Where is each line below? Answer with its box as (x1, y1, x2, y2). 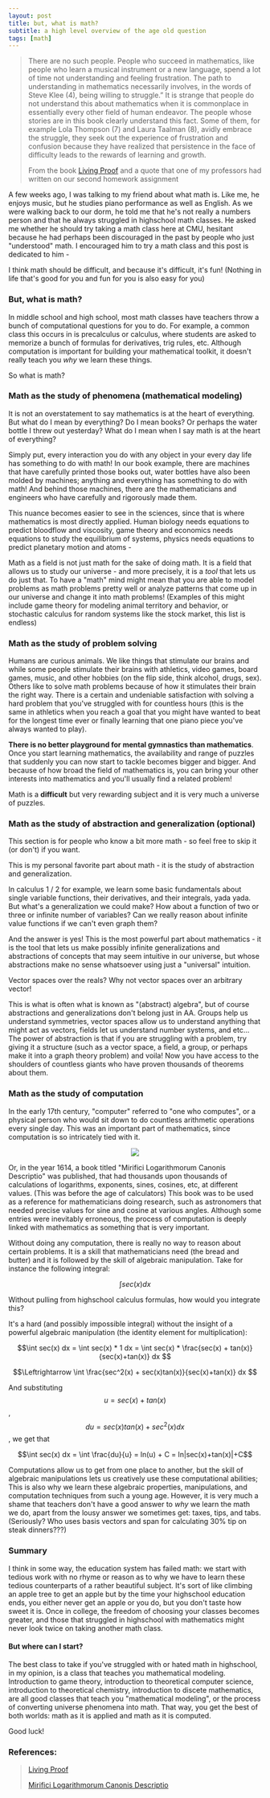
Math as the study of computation (8, 1088, 144, 1100)
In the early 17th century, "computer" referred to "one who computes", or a (8, 1106, 256, 1116)
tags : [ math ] (8, 34, 52, 43)
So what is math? (8, 371, 66, 380)
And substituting (8, 1382, 63, 1392)
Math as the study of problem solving (8, 637, 157, 649)
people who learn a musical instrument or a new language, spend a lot (27, 65, 261, 75)
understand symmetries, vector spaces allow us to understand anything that (8, 1017, 261, 1026)
